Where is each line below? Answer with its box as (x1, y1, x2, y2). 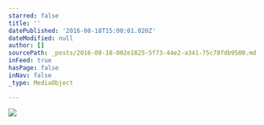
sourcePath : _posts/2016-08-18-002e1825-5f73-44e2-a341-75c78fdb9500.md (8, 49, 257, 57)
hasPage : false (8, 64, 59, 72)
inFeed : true (8, 57, 52, 65)
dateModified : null (8, 34, 74, 42)
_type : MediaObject (8, 79, 74, 87)
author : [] (8, 42, 45, 50)
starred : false (8, 11, 59, 20)
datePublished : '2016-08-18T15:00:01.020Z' (8, 26, 156, 34)
